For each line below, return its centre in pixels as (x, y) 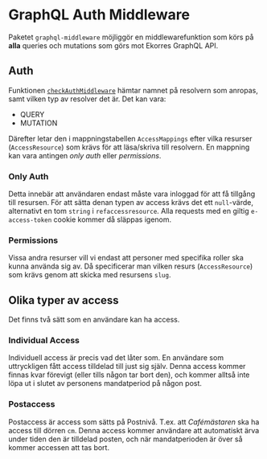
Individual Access (44, 341)
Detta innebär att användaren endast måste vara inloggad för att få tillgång (132, 194)
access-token (30, 220)
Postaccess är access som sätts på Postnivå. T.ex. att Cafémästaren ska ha (134, 422)
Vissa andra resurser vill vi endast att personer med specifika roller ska (126, 258)
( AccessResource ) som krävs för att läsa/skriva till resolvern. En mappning (129, 147)
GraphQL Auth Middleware (99, 15)
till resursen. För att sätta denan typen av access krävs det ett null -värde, (131, 203)
